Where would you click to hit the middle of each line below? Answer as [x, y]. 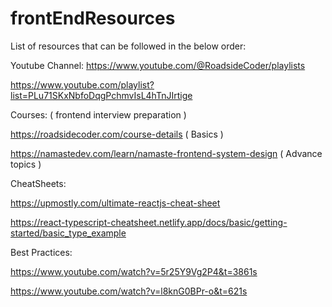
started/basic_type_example [68, 233]
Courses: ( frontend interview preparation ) [98, 114]
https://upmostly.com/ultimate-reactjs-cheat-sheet [115, 203]
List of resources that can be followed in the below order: [128, 46]
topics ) [26, 164]
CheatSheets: [38, 183]
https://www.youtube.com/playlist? [82, 84]
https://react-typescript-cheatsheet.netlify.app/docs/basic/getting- [149, 222]
